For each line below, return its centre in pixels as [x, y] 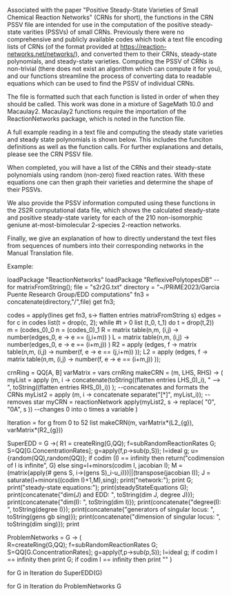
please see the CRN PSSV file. [50, 154]
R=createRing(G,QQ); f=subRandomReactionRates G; [82, 545]
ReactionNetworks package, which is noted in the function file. [96, 119]
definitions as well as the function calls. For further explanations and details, [115, 147]
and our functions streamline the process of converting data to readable [110, 76]
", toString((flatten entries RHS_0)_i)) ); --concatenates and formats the [108, 387]
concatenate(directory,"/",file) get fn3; [61, 302]
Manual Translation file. [40, 253]
